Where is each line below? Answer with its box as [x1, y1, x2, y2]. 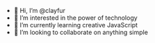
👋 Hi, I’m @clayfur [13, 7, 66, 14]
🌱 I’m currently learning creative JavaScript [13, 21, 138, 29]
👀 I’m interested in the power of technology [13, 14, 138, 22]
